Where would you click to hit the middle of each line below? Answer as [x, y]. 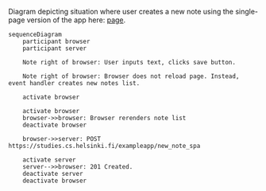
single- [247, 12]
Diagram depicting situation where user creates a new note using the [121, 12]
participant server [55, 49]
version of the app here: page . [76, 20]
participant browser [56, 41]
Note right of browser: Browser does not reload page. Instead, [131, 76]
